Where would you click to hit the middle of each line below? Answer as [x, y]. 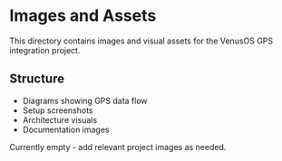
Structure [37, 79]
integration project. [45, 50]
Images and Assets [83, 16]
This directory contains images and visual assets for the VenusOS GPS [141, 41]
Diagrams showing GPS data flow [85, 100]
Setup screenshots [58, 110]
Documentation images [66, 129]
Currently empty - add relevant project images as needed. [118, 147]
